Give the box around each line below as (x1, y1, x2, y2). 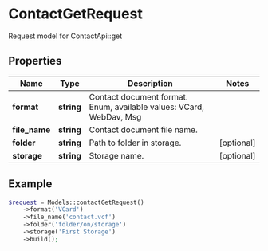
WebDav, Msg (89, 111, 142, 122)
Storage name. (89, 150, 144, 161)
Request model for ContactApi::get (8, 31, 122, 41)
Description (127, 77, 173, 88)
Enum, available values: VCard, (89, 101, 205, 112)
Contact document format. (89, 91, 188, 102)
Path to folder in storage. (89, 137, 182, 148)
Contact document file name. (89, 124, 198, 135)
